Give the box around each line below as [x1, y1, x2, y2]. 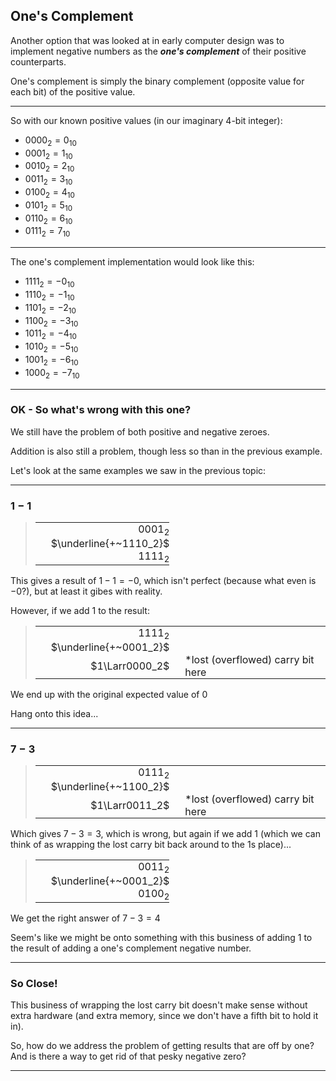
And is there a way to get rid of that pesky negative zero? [10, 1050, 247, 1062]
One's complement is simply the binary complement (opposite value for [10, 75, 305, 87]
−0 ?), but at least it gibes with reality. [10, 585, 163, 597]
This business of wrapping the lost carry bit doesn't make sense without [10, 999, 308, 1011]
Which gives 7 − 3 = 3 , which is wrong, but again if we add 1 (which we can [10, 828, 321, 840]
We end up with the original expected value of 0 [10, 688, 208, 700]
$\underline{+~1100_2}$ [50, 780, 170, 794]
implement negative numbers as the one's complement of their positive [10, 45, 307, 57]
